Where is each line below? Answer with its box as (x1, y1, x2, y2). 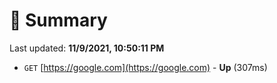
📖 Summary (9, 9, 108, 32)
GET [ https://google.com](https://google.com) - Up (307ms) (23, 61, 268, 73)
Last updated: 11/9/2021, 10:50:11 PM (9, 42, 165, 54)
